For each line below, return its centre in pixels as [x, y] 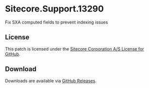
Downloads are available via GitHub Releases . [51, 81]
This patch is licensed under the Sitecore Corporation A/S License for [74, 49]
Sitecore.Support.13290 [55, 9]
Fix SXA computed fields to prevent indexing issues [57, 22]
